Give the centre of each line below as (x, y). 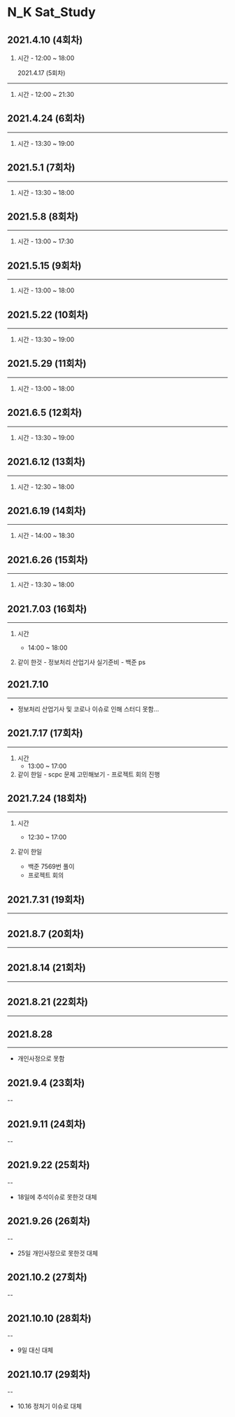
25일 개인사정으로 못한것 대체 (58, 1253)
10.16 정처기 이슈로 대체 (50, 1406)
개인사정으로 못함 (41, 1059)
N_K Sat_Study (51, 12)
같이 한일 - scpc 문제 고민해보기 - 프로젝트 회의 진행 (88, 774)
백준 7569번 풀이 (51, 866)
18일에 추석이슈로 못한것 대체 (57, 1197)
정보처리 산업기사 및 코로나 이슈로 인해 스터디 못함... (88, 708)
